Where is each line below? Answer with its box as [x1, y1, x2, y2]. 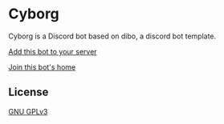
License [8, 86, 49, 99]
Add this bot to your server [8, 46, 98, 56]
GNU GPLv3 [8, 106, 48, 116]
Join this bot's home [8, 62, 76, 72]
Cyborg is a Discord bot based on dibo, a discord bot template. [8, 31, 217, 41]
